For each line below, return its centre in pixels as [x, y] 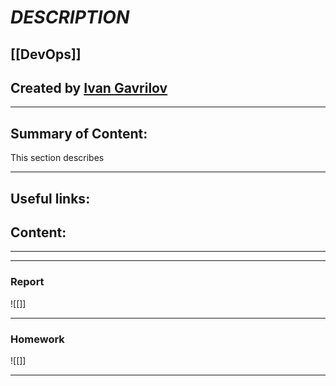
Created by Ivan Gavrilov [89, 87]
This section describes [57, 158]
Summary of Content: [79, 133]
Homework [37, 339]
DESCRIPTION [70, 17]
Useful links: [50, 198]
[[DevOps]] [46, 54]
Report [27, 282]
